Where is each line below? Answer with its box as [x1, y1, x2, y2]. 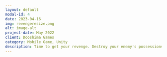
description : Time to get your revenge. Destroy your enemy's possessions [5, 44, 164, 49]
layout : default [5, 7, 39, 12]
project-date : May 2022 [5, 30, 55, 35]
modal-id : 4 [5, 12, 30, 17]
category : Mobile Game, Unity [5, 40, 68, 45]
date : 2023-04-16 [5, 16, 41, 21]
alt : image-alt [5, 26, 37, 31]
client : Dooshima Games [5, 35, 55, 40]
